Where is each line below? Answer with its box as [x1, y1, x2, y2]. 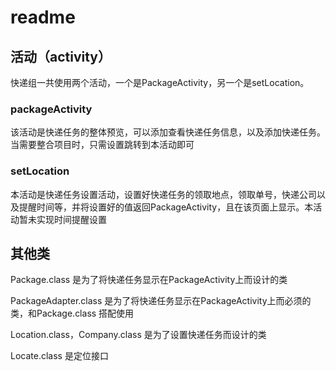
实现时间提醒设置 [36, 213, 107, 225]
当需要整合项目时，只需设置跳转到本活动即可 [10, 139, 195, 151]
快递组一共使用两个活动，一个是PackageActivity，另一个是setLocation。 [10, 77, 310, 88]
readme [10, 6, 76, 29]
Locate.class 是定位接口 [10, 350, 109, 362]
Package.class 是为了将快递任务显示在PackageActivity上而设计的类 [10, 274, 288, 286]
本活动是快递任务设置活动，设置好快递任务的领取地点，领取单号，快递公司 [10, 188, 317, 200]
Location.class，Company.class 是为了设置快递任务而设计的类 [10, 329, 267, 341]
